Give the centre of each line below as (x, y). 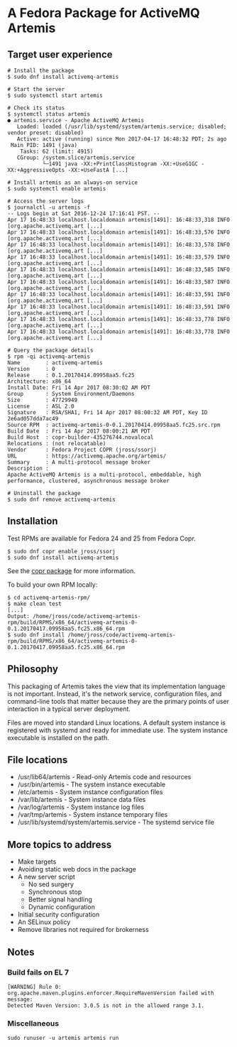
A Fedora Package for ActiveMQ (104, 13)
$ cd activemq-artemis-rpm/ (49, 597)
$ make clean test (34, 604)
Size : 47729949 (43, 400)
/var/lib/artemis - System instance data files (82, 800)
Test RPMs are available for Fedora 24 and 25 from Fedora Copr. (102, 538)
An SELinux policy (44, 922)
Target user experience (60, 54)
